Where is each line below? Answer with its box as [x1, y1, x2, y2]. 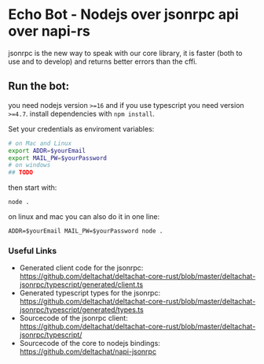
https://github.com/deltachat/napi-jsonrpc [19, 347, 157, 356]
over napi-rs [8, 22, 90, 40]
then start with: [8, 183, 57, 192]
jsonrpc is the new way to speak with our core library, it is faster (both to [8, 48, 243, 58]
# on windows [8, 162, 51, 169]
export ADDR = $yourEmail [8, 147, 86, 154]
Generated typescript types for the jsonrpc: [19, 288, 161, 298]
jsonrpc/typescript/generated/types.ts [19, 305, 144, 314]
